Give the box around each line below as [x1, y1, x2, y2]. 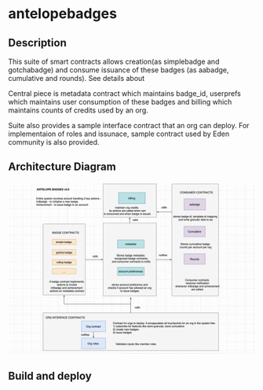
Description [8, 36, 67, 50]
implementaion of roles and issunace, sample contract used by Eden [8, 129, 230, 138]
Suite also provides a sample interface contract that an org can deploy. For [8, 121, 250, 130]
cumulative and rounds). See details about [8, 74, 145, 83]
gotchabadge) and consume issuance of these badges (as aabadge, [8, 65, 229, 75]
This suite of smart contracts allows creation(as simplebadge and [8, 57, 220, 66]
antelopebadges [8, 5, 118, 23]
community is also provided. [8, 138, 100, 146]
